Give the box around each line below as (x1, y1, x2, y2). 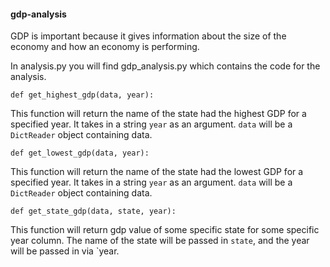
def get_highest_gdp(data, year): (10, 90, 155, 100)
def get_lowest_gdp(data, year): (10, 148, 150, 159)
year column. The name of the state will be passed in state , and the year (10, 235, 310, 247)
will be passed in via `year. (10, 245, 120, 257)
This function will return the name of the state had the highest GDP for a (10, 108, 307, 120)
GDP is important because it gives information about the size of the (10, 30, 287, 42)
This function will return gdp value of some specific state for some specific (10, 224, 320, 236)
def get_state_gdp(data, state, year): (10, 206, 177, 217)
